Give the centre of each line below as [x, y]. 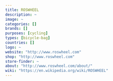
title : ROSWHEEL [22, 10]
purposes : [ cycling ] [27, 33]
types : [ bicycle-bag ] [28, 38]
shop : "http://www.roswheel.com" [40, 57]
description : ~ [21, 15]
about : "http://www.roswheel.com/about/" [49, 66]
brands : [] [16, 29]
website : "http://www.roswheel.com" [43, 52]
